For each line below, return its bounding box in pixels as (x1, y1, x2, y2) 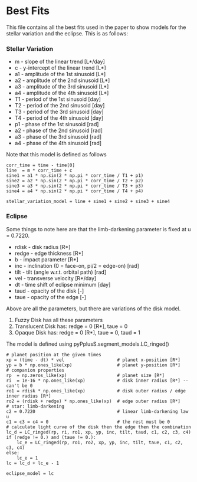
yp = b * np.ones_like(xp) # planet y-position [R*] (6, 362, 181, 368)
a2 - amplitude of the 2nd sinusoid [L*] (14, 77, 110, 84)
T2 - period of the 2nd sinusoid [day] (14, 102, 105, 109)
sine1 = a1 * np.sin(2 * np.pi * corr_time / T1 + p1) (6, 173, 144, 179)
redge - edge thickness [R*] (14, 250, 84, 257)
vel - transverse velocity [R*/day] (14, 274, 97, 281)
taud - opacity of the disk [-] (14, 287, 84, 294)
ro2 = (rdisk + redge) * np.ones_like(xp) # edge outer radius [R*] (6, 398, 181, 404)
